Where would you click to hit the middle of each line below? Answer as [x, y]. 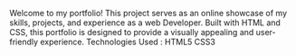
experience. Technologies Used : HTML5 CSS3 [128, 42]
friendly [24, 42]
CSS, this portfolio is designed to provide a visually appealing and [132, 32]
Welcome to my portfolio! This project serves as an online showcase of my [148, 13]
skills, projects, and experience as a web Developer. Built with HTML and [145, 23]
